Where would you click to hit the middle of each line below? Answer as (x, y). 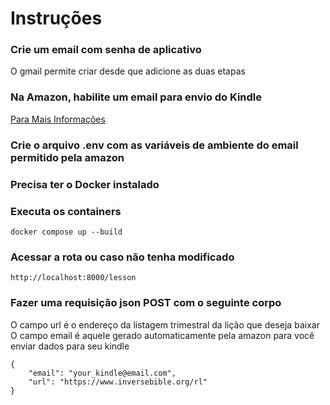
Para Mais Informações (58, 119)
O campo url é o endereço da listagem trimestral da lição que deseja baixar (165, 324)
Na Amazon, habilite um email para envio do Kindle (136, 97)
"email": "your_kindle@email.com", (102, 373)
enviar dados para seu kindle (70, 346)
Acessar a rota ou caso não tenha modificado (122, 257)
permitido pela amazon (67, 157)
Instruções (56, 18)
